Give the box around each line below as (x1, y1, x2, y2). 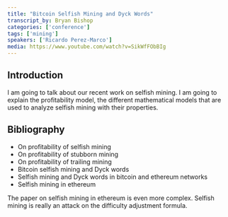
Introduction (7, 69, 64, 81)
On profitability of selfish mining (17, 142, 112, 151)
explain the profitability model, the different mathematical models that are (7, 95, 222, 104)
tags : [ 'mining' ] (7, 30, 59, 37)
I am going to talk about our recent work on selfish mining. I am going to (7, 88, 217, 96)
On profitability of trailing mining (17, 157, 112, 166)
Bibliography (7, 124, 65, 136)
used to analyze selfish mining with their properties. (7, 103, 159, 112)
